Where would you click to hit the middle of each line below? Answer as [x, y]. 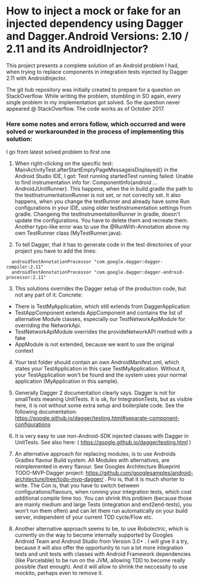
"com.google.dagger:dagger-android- [139, 272]
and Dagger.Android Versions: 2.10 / [97, 36]
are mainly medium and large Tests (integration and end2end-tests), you [103, 505]
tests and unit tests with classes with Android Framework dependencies [103, 554]
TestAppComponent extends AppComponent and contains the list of [99, 313]
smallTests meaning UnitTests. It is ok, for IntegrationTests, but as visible [104, 399]
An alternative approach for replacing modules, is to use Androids [95, 454]
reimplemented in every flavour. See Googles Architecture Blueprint [97, 466]
